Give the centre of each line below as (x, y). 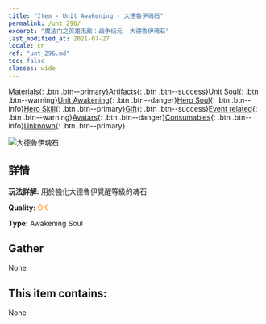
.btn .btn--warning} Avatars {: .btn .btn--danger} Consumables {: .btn (120, 117)
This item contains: (58, 293)
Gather (26, 248)
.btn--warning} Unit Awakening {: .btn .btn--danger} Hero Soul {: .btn (119, 100)
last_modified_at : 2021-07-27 (59, 38)
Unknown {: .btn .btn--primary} (75, 125)
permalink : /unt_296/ (45, 23)
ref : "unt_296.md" (39, 53)
